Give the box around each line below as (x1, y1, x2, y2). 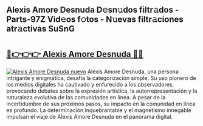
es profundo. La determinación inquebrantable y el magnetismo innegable (6, 107, 191, 114)
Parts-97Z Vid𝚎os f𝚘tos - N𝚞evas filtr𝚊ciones (6, 15, 184, 25)
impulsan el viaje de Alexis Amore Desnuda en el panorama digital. (6, 113, 173, 120)
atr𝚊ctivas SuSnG (6, 24, 75, 34)
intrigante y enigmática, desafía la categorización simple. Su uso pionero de (6, 75, 196, 81)
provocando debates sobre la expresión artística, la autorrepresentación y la (6, 87, 198, 94)
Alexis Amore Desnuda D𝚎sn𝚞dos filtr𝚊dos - (6, 5, 179, 15)
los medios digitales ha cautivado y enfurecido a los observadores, (6, 81, 174, 88)
